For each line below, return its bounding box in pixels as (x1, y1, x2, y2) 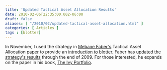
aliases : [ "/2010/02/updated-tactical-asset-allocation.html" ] (5, 21, 143, 26)
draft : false (5, 16, 32, 21)
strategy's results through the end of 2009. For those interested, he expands (5, 54, 162, 60)
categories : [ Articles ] (5, 26, 59, 31)
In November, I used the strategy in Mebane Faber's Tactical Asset (5, 44, 142, 49)
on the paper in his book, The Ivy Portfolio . (5, 60, 92, 65)
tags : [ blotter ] (5, 30, 41, 35)
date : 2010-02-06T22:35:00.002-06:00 (5, 12, 83, 17)
